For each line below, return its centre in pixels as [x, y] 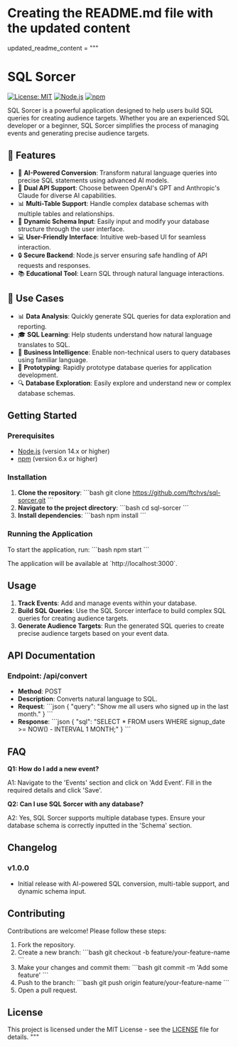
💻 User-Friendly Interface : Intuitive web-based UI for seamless [112, 237]
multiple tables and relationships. [66, 213]
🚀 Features [32, 156]
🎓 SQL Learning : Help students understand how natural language [115, 334]
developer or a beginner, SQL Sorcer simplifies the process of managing [113, 125]
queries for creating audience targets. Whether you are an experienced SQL [118, 118]
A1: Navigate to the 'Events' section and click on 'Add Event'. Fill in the [110, 783]
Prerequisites [31, 435]
